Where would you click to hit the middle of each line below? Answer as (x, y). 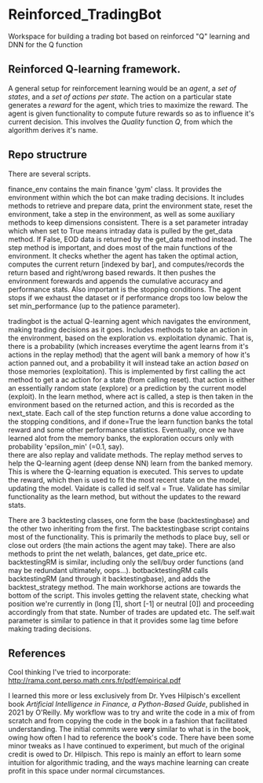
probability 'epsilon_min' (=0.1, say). (66, 447)
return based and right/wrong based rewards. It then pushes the (112, 272)
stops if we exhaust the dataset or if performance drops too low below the (128, 297)
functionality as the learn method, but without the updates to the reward (124, 496)
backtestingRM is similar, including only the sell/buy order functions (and (126, 562)
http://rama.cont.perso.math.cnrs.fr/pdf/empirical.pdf (95, 681)
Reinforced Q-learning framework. (94, 70)
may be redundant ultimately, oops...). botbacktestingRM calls (108, 570)
